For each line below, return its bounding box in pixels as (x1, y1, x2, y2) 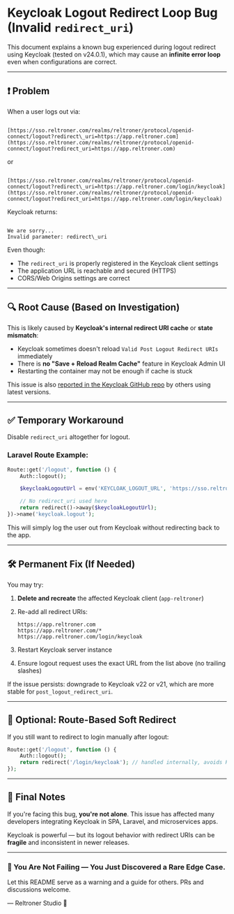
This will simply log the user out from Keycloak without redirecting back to (7, 523, 220, 532)
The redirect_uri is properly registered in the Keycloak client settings (17, 259, 219, 267)
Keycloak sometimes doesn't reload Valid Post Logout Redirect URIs (17, 344, 219, 353)
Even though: (7, 246, 45, 254)
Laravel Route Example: (7, 450, 88, 460)
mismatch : (7, 331, 39, 339)
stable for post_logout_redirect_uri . (7, 687, 114, 696)
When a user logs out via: (7, 107, 81, 116)
